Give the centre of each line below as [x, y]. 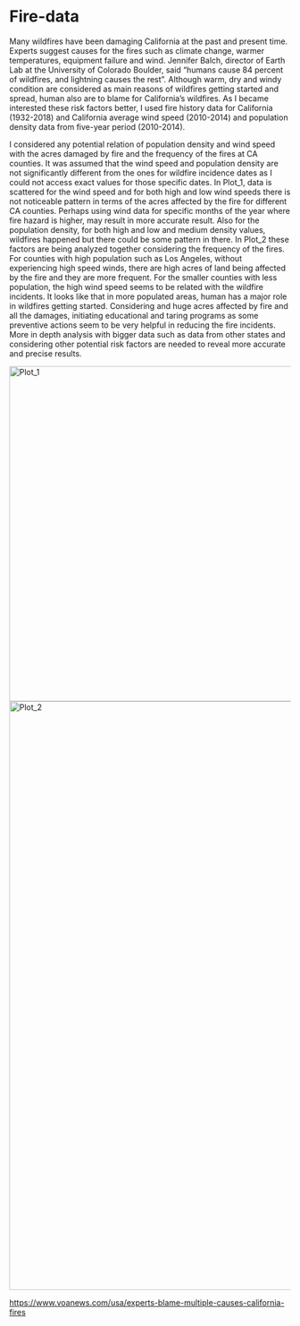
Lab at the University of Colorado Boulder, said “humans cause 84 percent [146, 70]
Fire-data [45, 17]
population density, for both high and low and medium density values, [137, 229]
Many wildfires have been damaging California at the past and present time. [149, 41]
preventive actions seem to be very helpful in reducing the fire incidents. [143, 325]
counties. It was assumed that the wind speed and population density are [144, 163]
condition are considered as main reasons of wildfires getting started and [144, 89]
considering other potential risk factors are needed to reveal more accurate [147, 344]
